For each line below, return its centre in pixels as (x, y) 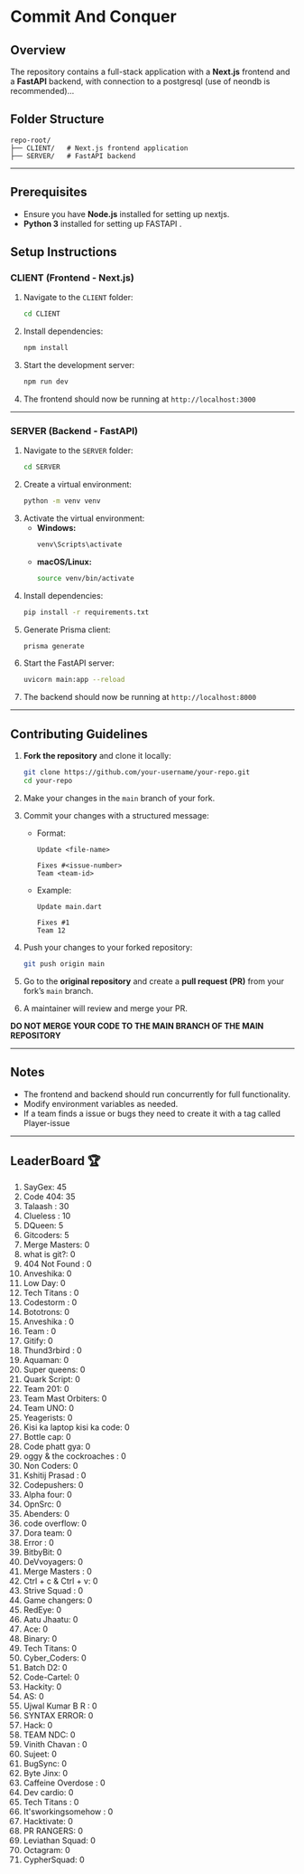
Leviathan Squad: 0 (59, 1841)
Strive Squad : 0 (53, 1591)
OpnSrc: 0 (42, 1504)
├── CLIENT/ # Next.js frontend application (99, 148)
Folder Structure (57, 119)
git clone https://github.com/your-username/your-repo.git (137, 772)
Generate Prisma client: (67, 629)
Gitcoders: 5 (46, 1235)
